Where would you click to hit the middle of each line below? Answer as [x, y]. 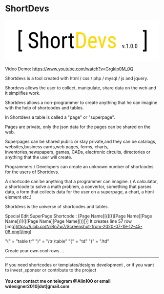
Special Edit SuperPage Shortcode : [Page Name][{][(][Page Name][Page [79, 216]
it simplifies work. [23, 93]
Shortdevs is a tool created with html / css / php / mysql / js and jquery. [77, 78]
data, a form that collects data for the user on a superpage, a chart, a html [80, 191]
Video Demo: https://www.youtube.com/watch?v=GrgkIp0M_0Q [69, 69]
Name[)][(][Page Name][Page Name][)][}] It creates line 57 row [69, 221]
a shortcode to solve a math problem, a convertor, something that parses [78, 187]
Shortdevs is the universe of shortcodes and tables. [57, 206]
